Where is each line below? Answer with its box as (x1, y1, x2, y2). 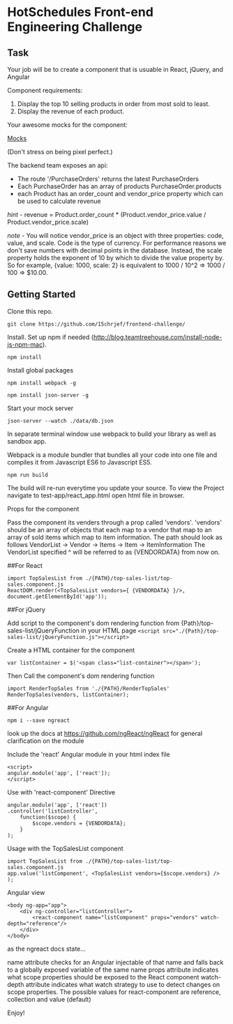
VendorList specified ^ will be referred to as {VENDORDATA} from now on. (7, 548, 220, 556)
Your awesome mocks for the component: (7, 121, 128, 129)
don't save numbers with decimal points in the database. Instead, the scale (7, 246, 223, 255)
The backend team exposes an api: (7, 161, 108, 170)
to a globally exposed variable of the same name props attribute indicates (7, 965, 219, 974)
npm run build (7, 472, 49, 479)
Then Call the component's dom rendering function (7, 671, 155, 680)
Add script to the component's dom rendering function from (7, 619, 180, 627)
